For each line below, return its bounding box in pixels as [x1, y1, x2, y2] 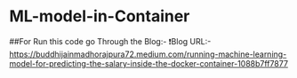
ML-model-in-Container [9, 6, 190, 27]
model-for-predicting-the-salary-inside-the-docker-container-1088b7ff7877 [9, 58, 289, 68]
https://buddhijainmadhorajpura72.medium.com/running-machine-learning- [9, 49, 287, 59]
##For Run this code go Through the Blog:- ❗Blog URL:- [9, 35, 212, 46]
